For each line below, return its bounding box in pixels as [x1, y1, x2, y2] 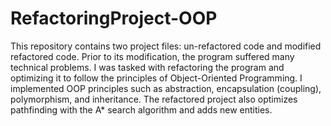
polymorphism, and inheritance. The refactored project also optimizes [10, 93, 298, 105]
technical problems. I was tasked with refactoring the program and [10, 61, 285, 73]
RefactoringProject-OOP [10, 7, 218, 30]
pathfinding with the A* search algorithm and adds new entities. [10, 103, 273, 116]
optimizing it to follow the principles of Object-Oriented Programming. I [10, 72, 303, 84]
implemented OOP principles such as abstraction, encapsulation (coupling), [10, 82, 322, 94]
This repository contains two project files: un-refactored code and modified [10, 40, 322, 52]
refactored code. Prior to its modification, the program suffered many [10, 50, 295, 62]
